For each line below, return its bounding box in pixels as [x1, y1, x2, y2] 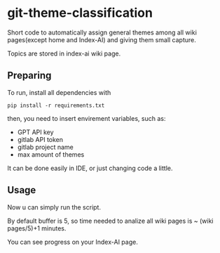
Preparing [7, 70, 52, 82]
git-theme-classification [7, 5, 153, 21]
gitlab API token [17, 135, 64, 143]
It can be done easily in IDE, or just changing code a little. [7, 164, 173, 172]
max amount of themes [17, 150, 85, 159]
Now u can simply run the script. [7, 202, 102, 212]
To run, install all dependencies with [7, 88, 111, 96]
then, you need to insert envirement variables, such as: [7, 114, 166, 122]
